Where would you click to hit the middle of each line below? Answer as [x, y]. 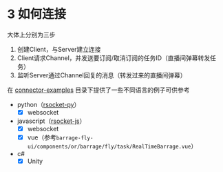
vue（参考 [42, 137]
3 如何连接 [37, 14]
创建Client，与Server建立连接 [59, 49]
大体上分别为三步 [31, 35]
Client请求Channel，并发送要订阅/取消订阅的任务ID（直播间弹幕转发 [114, 58]
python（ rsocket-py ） [49, 104]
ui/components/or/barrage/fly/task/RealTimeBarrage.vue [109, 147]
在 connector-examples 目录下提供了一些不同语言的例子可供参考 [99, 90]
